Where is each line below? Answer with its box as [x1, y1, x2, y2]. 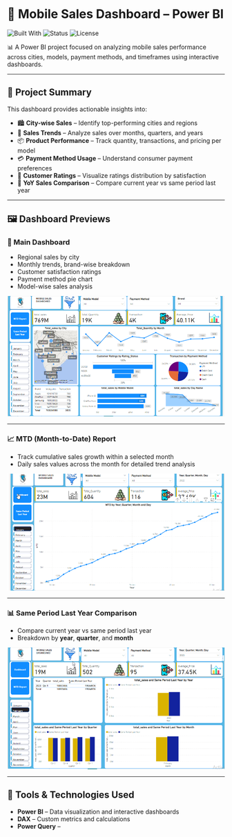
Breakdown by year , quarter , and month [17, 634, 133, 642]
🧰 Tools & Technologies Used [7, 789, 135, 801]
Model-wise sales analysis [17, 282, 93, 291]
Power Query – [17, 822, 61, 830]
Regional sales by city [17, 253, 79, 262]
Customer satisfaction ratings [17, 268, 101, 276]
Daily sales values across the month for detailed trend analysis [17, 460, 195, 468]
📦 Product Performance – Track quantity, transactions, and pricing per [17, 136, 222, 144]
